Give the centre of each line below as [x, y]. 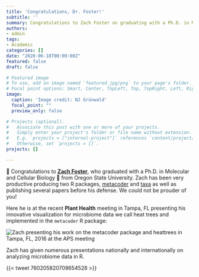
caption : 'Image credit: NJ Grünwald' [60, 100]
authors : [17, 28]
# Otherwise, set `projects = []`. [53, 144]
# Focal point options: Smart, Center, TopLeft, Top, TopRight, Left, [95, 89]
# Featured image [28, 78]
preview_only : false [37, 111]
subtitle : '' [22, 17]
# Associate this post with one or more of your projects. [83, 127]
